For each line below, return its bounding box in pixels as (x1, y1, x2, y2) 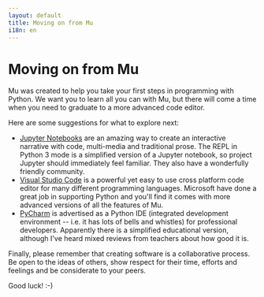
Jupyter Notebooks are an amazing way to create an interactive (19, 133, 226, 143)
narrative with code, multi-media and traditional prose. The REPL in (19, 142, 238, 151)
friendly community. (19, 167, 85, 176)
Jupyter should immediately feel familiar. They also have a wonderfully (19, 158, 249, 168)
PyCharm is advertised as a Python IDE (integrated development (19, 209, 229, 218)
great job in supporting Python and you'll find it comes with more (19, 192, 231, 202)
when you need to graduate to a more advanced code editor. (8, 103, 206, 113)
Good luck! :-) (8, 281, 54, 291)
